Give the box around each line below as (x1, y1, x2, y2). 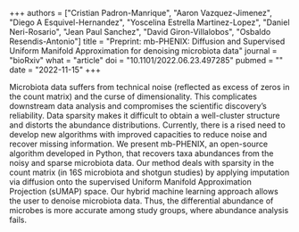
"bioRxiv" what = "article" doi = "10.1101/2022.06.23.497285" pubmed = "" (9, 55, 284, 65)
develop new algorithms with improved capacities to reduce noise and (9, 129, 268, 139)
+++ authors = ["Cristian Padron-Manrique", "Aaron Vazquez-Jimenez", (9, 8, 272, 18)
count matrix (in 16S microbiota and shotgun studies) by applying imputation (9, 167, 290, 178)
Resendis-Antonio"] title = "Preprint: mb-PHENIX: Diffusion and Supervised (9, 36, 286, 46)
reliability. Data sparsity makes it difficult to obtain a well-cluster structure (9, 111, 280, 120)
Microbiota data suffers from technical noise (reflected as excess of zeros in (9, 82, 290, 92)
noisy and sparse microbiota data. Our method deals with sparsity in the (9, 158, 275, 168)
